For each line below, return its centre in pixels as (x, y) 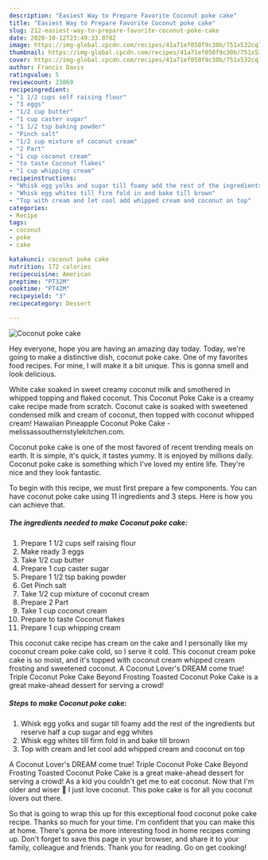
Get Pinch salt (43, 585)
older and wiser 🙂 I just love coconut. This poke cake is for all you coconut (131, 789)
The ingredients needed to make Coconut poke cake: (99, 523)
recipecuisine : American (50, 274)
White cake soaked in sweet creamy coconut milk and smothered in (120, 389)
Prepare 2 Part (44, 602)
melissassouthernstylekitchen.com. (67, 431)
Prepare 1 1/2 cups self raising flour (78, 543)
